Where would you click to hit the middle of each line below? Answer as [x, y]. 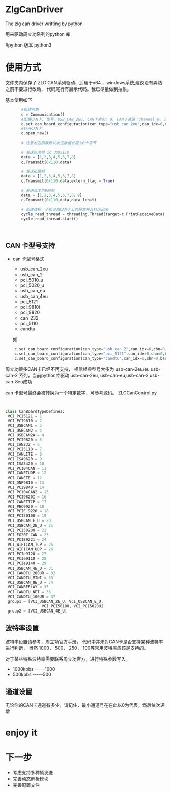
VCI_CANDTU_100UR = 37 [32, 597]
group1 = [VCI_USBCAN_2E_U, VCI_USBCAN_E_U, [55, 602]
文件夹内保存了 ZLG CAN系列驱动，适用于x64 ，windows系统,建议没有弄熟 [84, 82]
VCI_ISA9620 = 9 [25, 459]
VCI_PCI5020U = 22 [27, 530]
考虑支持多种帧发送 [33, 773]
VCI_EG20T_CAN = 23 [28, 535]
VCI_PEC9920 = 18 [26, 506]
